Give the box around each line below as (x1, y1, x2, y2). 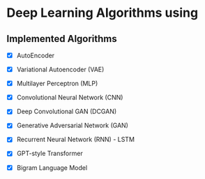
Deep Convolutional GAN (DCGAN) (16, 107, 117, 116)
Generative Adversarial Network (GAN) (16, 121, 128, 130)
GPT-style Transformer (16, 149, 83, 158)
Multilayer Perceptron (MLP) (16, 79, 98, 88)
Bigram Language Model (16, 163, 88, 172)
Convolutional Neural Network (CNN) (16, 93, 123, 102)
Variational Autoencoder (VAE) (16, 65, 105, 74)
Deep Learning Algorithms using (6, 5, 199, 21)
